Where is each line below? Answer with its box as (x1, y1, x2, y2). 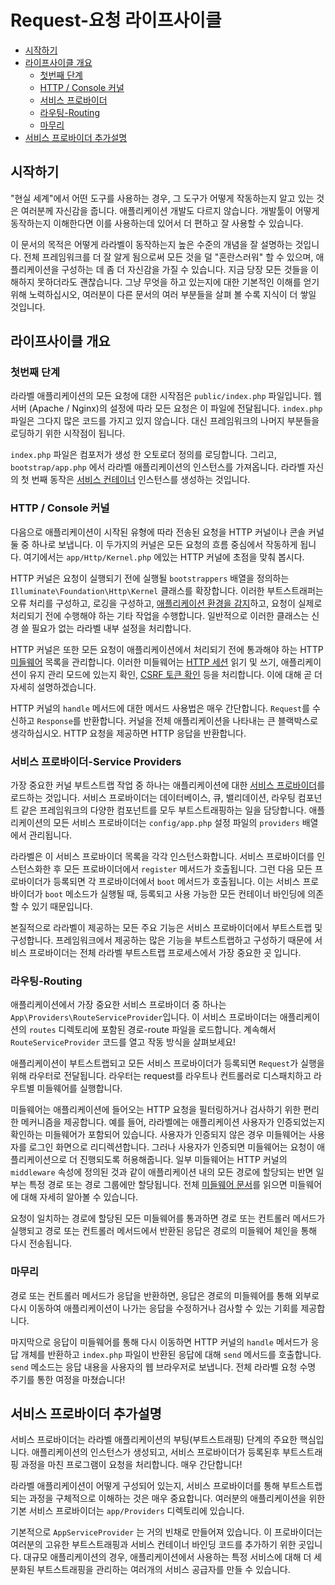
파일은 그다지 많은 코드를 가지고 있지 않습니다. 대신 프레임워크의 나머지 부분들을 (10, 415, 320, 427)
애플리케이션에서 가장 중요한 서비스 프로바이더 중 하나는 (10, 999, 227, 1011)
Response (36, 716, 73, 726)
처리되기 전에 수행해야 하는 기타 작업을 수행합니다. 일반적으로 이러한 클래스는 (10, 609, 310, 621)
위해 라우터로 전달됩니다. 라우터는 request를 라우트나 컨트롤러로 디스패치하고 (10, 1070, 312, 1082)
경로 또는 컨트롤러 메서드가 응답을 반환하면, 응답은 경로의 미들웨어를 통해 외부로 (10, 1289, 320, 1301)
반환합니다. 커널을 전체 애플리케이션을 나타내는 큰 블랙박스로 (83, 714, 319, 726)
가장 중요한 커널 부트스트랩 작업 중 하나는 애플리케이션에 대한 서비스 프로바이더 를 (10, 779, 326, 791)
